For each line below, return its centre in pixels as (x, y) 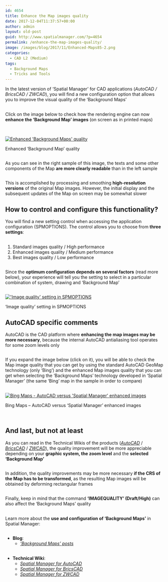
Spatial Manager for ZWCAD (50, 574)
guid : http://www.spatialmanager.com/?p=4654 (53, 37)
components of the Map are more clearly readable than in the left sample (81, 168)
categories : (18, 53)
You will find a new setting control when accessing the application (73, 222)
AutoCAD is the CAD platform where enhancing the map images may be (80, 335)
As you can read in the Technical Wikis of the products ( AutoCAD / (74, 443)
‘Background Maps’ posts (47, 543)
